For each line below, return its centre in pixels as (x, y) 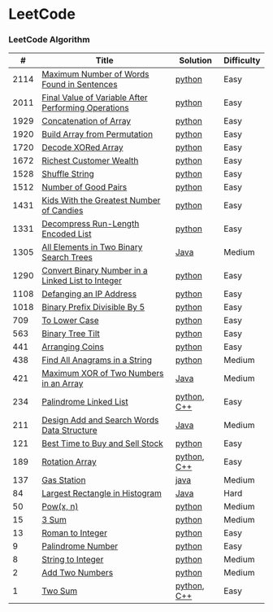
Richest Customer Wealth (90, 161)
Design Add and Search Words (100, 420)
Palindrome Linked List (85, 402)
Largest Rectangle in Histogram (102, 493)
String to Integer (73, 560)
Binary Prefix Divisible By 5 (93, 308)
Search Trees (67, 257)
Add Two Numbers (78, 573)
